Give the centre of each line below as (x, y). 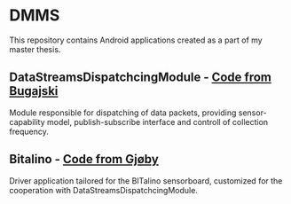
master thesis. (35, 49)
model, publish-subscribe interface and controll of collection (157, 122)
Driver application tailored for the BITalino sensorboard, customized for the (146, 180)
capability (28, 122)
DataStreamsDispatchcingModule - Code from (141, 78)
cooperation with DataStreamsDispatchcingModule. (103, 190)
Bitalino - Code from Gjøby (84, 159)
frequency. (29, 131)
